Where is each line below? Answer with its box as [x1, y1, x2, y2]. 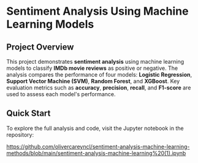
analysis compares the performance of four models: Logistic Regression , [6, 71, 192, 78]
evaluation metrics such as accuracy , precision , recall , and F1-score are [6, 84, 191, 91]
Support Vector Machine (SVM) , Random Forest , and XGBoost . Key [6, 78, 180, 85]
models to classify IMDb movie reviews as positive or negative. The [6, 64, 178, 72]
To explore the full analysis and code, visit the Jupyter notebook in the [6, 124, 184, 132]
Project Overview [6, 42, 74, 52]
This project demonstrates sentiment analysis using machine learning [6, 58, 185, 65]
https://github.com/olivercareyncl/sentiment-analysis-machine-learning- [6, 143, 190, 150]
